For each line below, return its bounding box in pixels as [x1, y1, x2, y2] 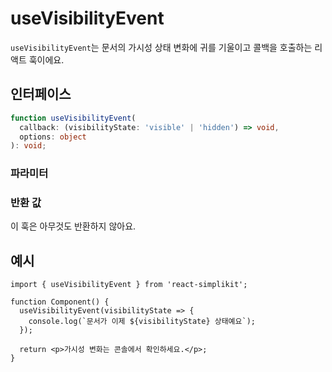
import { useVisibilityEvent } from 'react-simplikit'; [10, 280, 248, 290]
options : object [19, 132, 87, 142]
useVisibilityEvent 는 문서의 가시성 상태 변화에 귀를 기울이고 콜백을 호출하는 [10, 41, 313, 53]
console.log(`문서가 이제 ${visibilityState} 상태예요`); [28, 317, 256, 327]
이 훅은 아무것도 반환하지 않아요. [10, 220, 137, 232]
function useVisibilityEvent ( [10, 113, 137, 123]
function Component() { [10, 297, 110, 307]
